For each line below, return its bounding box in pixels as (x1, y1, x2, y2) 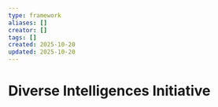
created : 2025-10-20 (8, 41, 76, 49)
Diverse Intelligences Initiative (8, 82, 211, 100)
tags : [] (8, 33, 37, 42)
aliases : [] (8, 19, 47, 27)
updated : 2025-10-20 (8, 48, 76, 56)
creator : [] (8, 26, 47, 34)
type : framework (8, 11, 61, 20)
